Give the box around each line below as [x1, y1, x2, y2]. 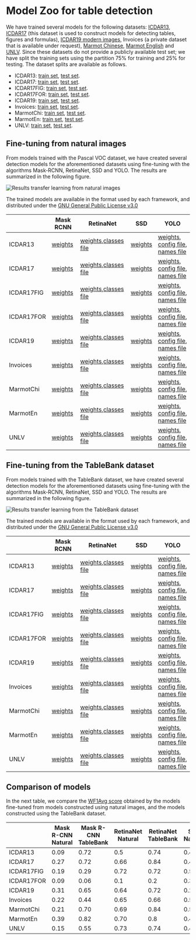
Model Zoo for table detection [6, 4, 153, 18]
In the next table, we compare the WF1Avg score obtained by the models [6, 797, 181, 805]
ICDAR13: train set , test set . [14, 72, 80, 79]
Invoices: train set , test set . [14, 103, 80, 110]
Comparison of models [6, 782, 91, 792]
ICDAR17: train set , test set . [14, 78, 80, 85]
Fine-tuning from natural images [6, 139, 127, 149]
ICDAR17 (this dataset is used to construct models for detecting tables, [6, 29, 176, 36]
